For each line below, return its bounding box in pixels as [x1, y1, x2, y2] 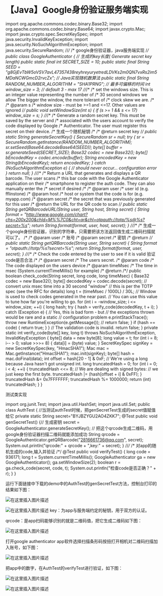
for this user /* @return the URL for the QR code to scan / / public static [5, 201, 147, 207]
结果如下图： [5, 487, 31, 492]
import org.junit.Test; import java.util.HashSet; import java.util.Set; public [5, 401, 150, 407]
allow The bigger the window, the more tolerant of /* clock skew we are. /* [5, 97, 154, 103]
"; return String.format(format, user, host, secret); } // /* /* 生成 [27, 222, 152, 228]
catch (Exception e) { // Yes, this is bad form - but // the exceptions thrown [5, 309, 155, 315]
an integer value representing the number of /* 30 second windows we [5, 91, 147, 97]
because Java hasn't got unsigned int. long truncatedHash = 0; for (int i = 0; [5, 361, 158, 366]
